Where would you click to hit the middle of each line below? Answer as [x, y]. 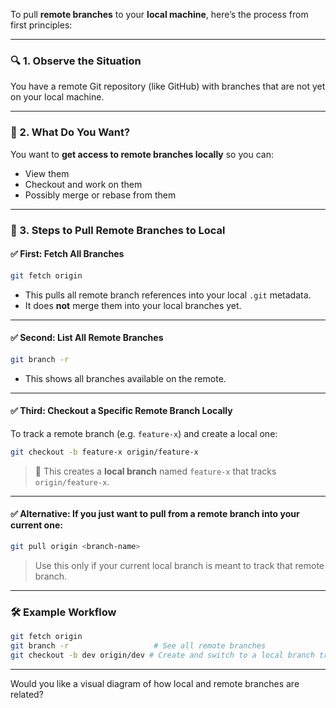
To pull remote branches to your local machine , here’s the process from [159, 14]
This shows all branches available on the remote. [125, 378]
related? [27, 694]
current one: [36, 525]
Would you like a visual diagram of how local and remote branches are [155, 683]
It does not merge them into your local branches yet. [133, 305]
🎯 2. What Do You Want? [70, 132]
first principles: [41, 25]
